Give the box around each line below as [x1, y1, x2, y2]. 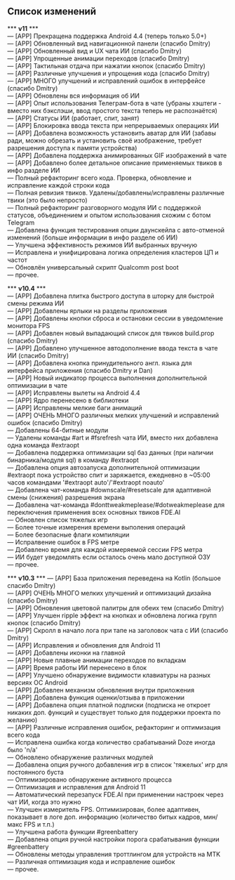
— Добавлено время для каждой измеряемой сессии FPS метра [7, 545, 203, 553]
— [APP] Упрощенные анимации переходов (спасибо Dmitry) [7, 54, 190, 63]
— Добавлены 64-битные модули [7, 426, 109, 434]
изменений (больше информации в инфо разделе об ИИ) [7, 233, 178, 242]
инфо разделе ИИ [7, 166, 60, 174]
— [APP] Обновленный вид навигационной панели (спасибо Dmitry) [7, 39, 211, 48]
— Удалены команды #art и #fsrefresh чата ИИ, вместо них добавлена [7, 433, 219, 442]
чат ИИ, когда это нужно [7, 797, 81, 806]
